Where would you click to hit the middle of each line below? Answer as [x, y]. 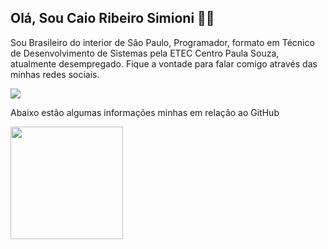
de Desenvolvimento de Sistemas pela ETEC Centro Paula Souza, [145, 53]
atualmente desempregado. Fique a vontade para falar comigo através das [164, 63]
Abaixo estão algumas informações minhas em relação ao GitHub [145, 112]
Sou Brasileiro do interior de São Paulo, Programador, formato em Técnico [162, 42]
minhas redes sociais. [55, 74]
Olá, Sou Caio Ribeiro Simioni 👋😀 [112, 18]
